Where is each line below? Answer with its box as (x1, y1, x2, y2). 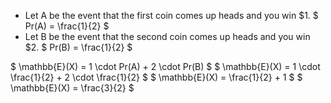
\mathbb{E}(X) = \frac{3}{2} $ (10, 82, 135, 94)
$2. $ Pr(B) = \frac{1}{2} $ (24, 41, 133, 53)
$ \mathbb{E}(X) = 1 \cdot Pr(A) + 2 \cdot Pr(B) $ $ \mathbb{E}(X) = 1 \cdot (10, 61, 321, 72)
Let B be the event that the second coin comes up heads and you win (24, 31, 311, 42)
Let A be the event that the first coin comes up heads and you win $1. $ (24, 10, 319, 21)
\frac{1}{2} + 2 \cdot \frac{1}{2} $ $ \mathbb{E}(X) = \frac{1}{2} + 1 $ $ (10, 71, 303, 83)
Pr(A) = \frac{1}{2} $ (24, 20, 110, 32)
